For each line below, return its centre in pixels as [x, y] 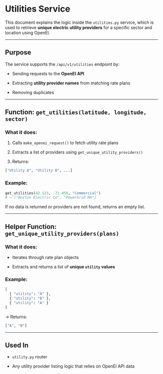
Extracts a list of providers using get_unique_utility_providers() [77, 152]
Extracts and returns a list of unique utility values [64, 267]
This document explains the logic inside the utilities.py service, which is [79, 22]
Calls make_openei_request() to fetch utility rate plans [65, 143]
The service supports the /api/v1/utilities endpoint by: [62, 64]
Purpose [18, 53]
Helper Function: [31, 227]
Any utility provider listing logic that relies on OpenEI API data [73, 366]
